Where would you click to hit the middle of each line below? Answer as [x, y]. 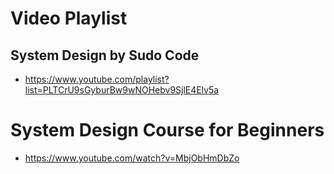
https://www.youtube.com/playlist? [97, 79]
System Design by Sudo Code [105, 55]
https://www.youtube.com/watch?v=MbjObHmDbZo [132, 158]
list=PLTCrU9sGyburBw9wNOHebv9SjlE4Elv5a [122, 90]
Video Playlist [69, 18]
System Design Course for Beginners [167, 130]
